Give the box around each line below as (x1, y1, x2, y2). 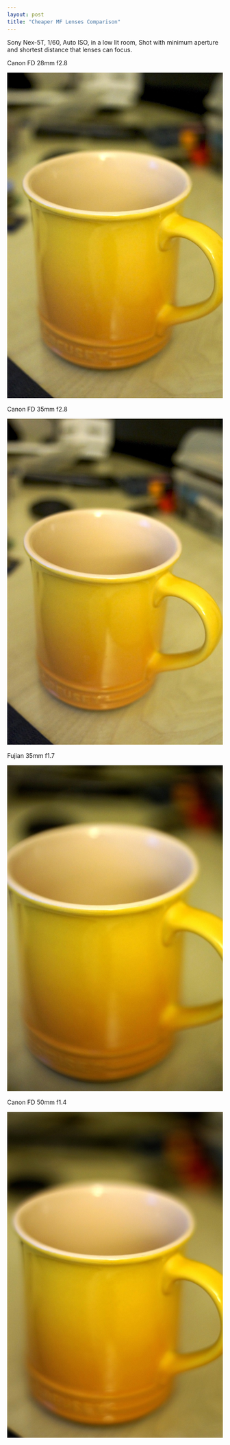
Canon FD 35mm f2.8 (7, 405, 68, 414)
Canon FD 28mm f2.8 (7, 58, 68, 67)
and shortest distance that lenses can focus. (7, 45, 132, 54)
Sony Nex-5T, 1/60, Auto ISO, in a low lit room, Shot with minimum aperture (7, 38, 219, 46)
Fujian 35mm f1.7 (7, 752, 55, 760)
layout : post (7, 11, 44, 18)
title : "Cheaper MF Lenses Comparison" (7, 18, 121, 25)
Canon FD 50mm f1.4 (7, 1098, 67, 1106)
